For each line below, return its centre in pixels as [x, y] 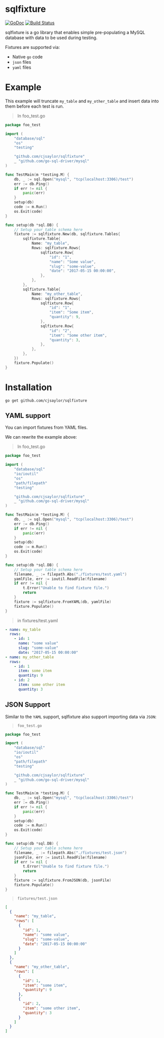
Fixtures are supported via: [33, 47]
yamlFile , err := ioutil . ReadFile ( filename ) [61, 579]
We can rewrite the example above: [41, 437]
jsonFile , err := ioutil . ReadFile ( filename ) [61, 857]
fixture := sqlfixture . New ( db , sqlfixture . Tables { [67, 234]
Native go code [27, 57]
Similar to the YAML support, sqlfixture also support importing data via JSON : [81, 717]
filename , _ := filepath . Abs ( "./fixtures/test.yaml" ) [70, 574]
